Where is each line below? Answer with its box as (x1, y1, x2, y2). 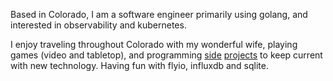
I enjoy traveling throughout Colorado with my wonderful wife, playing (10, 39, 298, 50)
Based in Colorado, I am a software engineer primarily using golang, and (10, 9, 308, 20)
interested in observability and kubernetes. (10, 19, 187, 31)
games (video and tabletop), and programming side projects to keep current (10, 49, 323, 61)
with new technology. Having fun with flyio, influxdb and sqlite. (10, 60, 269, 71)
